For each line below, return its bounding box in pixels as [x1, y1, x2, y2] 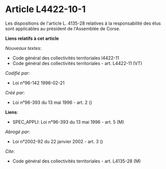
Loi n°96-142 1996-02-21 [12, 80, 65, 86]
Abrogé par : [5, 129, 30, 135]
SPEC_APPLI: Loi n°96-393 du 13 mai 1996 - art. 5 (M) [12, 119, 124, 125]
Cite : [5, 148, 15, 154]
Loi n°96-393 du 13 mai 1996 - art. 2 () [12, 99, 92, 105]
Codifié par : [5, 70, 30, 76]
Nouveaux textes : [5, 45, 42, 51]
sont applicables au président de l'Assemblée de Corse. [5, 25, 120, 31]
